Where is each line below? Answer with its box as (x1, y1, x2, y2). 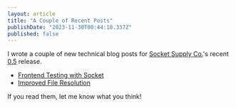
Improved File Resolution (17, 79, 91, 87)
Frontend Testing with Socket (17, 71, 105, 80)
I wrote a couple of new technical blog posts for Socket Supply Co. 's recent (7, 50, 230, 58)
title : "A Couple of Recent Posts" (7, 17, 113, 24)
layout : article (7, 10, 56, 18)
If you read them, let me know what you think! (7, 92, 142, 101)
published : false (7, 30, 59, 38)
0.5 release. (7, 58, 42, 66)
